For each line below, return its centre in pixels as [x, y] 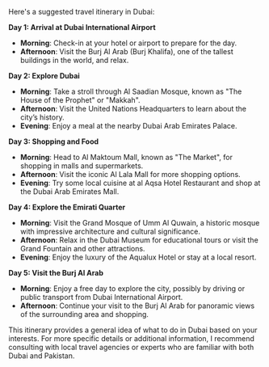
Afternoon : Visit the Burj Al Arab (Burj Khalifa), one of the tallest [126, 51]
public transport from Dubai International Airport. [101, 297]
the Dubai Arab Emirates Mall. [69, 192]
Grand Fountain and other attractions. [82, 249]
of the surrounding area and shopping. [84, 314]
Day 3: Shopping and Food [54, 141]
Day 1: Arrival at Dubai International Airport [82, 27]
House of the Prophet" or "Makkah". [80, 100]
